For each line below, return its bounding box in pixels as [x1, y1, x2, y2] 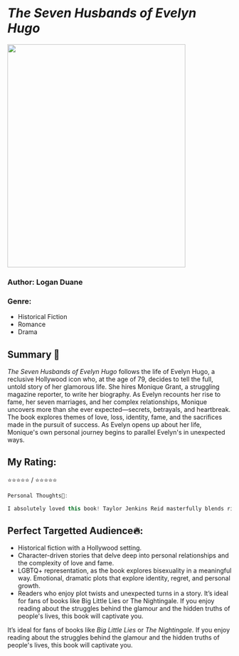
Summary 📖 [7, 348, 60, 360]
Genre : [7, 296, 32, 306]
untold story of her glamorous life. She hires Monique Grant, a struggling [7, 382, 220, 390]
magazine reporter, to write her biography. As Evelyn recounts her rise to [7, 390, 221, 398]
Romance [17, 320, 46, 329]
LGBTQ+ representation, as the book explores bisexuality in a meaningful [17, 566, 232, 575]
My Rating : [7, 456, 57, 468]
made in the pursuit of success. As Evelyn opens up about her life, [7, 420, 202, 429]
